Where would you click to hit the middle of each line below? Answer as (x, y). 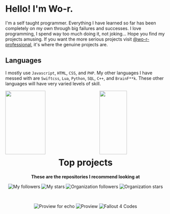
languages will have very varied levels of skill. (53, 83)
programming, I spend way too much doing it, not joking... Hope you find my (85, 34)
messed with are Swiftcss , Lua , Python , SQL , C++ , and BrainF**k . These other (84, 78)
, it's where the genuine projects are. (69, 44)
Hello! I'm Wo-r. (39, 9)
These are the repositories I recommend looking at (86, 176)
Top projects (86, 162)
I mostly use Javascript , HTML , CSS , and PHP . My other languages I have (79, 73)
